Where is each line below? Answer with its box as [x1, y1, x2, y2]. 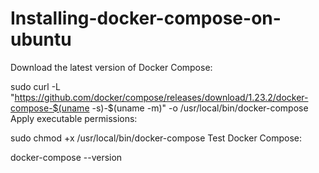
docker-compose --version [10, 151, 123, 163]
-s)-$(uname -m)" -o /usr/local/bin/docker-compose [91, 102, 309, 114]
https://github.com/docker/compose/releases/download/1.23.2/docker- [14, 91, 309, 103]
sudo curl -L [10, 80, 62, 92]
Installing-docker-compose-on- [10, 7, 282, 30]
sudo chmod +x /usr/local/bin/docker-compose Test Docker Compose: [10, 132, 303, 144]
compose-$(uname [10, 102, 90, 114]
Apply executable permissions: [10, 112, 138, 124]
